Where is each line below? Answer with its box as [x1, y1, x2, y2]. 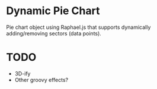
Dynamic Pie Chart [6, 4, 100, 18]
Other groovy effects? [14, 76, 69, 83]
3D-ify [14, 70, 31, 77]
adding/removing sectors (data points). [6, 29, 102, 37]
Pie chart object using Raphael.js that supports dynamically [6, 24, 151, 31]
